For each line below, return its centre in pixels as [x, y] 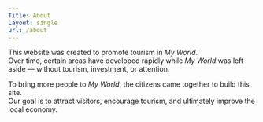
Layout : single [33, 23]
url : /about [28, 30]
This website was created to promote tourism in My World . [103, 53]
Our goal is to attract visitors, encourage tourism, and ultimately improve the [132, 101]
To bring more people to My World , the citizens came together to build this [129, 84]
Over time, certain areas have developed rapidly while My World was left [126, 61]
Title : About [30, 15]
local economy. [33, 109]
